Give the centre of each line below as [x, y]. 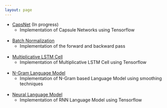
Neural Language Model [37, 94]
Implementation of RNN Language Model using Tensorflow [81, 100]
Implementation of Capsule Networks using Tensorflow [77, 30]
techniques [31, 84]
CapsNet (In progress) [35, 24]
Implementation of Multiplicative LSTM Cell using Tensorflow [83, 62]
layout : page [18, 10]
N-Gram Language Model [39, 73]
